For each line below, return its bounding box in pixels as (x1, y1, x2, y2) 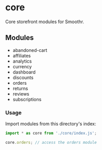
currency (12, 63, 32, 69)
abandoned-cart (12, 47, 47, 53)
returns (12, 85, 29, 91)
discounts (12, 74, 34, 81)
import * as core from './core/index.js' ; (5, 130, 97, 136)
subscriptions (12, 96, 42, 102)
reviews (12, 90, 30, 97)
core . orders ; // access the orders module (5, 140, 97, 145)
